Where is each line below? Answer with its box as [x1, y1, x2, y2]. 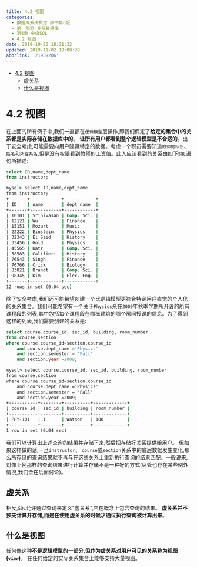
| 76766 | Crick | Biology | [6, 262, 99, 268]
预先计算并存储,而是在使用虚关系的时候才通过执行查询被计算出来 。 [6, 512, 168, 519]
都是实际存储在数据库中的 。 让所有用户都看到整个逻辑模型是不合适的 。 [11, 135, 183, 142]
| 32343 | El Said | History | [6, 234, 99, 241]
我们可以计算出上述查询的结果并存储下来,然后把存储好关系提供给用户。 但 [6, 439, 184, 446]
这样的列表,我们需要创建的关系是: [6, 317, 87, 325]
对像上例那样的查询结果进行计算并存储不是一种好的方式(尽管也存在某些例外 [6, 461, 189, 468]
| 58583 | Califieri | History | [6, 251, 99, 257]
